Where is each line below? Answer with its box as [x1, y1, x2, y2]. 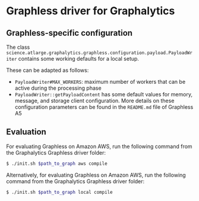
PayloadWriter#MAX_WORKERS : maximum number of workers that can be [14, 78, 186, 85]
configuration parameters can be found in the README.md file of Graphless [14, 103, 194, 111]
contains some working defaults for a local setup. [18, 55, 140, 62]
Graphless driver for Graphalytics [6, 4, 175, 18]
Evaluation [6, 127, 46, 137]
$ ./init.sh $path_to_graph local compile [6, 189, 113, 195]
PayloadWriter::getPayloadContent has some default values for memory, [14, 91, 193, 98]
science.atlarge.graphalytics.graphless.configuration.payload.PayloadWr [6, 50, 193, 56]
